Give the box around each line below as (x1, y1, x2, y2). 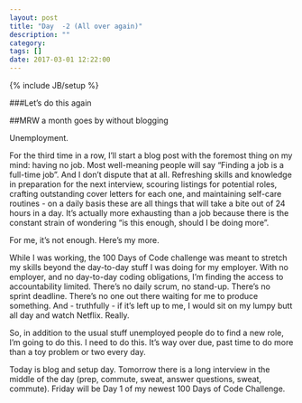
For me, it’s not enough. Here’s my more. (9, 235, 160, 245)
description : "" (9, 30, 70, 39)
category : (9, 38, 47, 48)
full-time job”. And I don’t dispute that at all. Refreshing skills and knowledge (9, 169, 293, 180)
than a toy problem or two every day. (9, 347, 146, 357)
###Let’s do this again (9, 98, 92, 108)
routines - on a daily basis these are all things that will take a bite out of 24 (9, 198, 286, 209)
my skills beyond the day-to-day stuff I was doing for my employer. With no (9, 262, 288, 272)
